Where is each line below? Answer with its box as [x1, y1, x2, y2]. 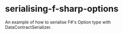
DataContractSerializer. [5, 24, 52, 30]
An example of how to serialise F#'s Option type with [5, 19, 111, 25]
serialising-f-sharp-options [5, 3, 119, 14]
